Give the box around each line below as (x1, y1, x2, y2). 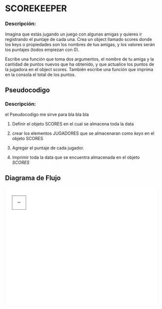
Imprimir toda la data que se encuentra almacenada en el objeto (12, 154, 140, 161)
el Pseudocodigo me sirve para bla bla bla (5, 111, 89, 117)
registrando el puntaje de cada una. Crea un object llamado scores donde (5, 36, 152, 42)
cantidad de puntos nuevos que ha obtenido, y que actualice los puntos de (5, 61, 154, 67)
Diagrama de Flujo (5, 174, 61, 182)
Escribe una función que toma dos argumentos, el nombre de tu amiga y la (5, 56, 154, 62)
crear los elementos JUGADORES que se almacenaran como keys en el (12, 130, 154, 136)
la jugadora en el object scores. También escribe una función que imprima (5, 67, 154, 73)
